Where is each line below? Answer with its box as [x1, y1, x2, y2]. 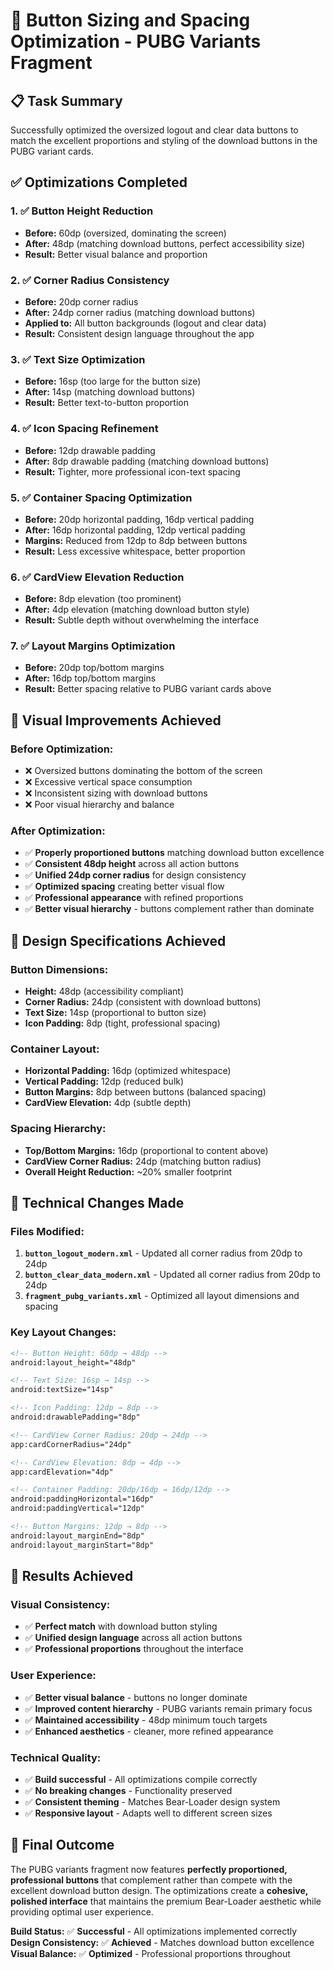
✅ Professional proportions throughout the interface [24, 1643, 244, 1655]
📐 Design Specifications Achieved [10, 932, 227, 949]
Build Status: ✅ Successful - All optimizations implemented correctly [10, 1925, 298, 1937]
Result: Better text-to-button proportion [24, 397, 189, 409]
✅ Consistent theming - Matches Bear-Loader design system [24, 1796, 281, 1808]
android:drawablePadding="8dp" [10, 1412, 141, 1423]
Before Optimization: [10, 742, 114, 756]
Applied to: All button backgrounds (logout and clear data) [24, 317, 267, 329]
